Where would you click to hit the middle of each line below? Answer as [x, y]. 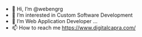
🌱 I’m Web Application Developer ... [55, 21]
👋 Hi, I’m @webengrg [37, 9]
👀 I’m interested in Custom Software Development [72, 15]
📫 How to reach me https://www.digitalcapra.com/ [74, 28]
